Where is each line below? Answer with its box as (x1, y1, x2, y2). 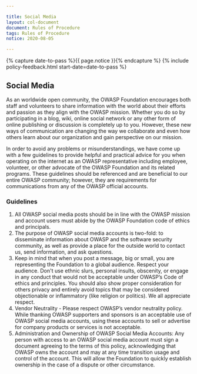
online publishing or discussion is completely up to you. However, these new (6, 121, 191, 128)
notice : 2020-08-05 (6, 36, 54, 42)
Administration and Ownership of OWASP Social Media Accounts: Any (14, 330, 185, 337)
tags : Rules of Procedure (6, 30, 69, 36)
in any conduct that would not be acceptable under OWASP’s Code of (14, 274, 183, 281)
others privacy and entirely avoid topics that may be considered (14, 286, 169, 293)
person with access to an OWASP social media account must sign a (14, 336, 179, 343)
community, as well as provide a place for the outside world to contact (14, 242, 185, 250)
